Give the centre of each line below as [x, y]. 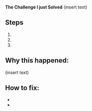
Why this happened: [37, 60]
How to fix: [22, 88]
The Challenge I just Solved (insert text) [46, 7]
